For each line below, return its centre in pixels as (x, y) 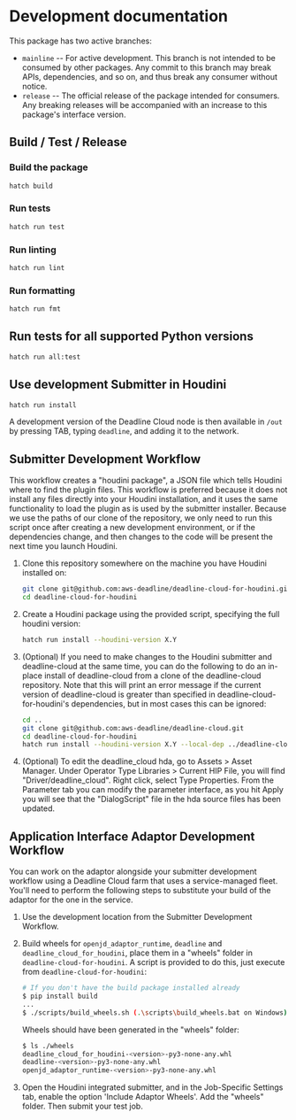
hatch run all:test (45, 357)
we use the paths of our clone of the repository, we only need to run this (140, 518)
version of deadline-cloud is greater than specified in (118, 694)
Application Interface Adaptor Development (132, 836)
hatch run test (37, 227)
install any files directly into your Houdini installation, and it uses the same (144, 499)
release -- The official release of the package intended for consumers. (151, 96)
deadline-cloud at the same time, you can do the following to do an (144, 666)
